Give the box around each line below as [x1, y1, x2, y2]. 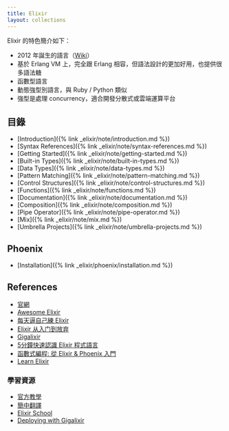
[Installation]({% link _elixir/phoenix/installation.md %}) [17, 261, 173, 270]
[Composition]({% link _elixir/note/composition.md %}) [17, 201, 173, 209]
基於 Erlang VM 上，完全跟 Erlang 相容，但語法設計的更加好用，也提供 [17, 59, 217, 68]
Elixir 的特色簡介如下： [7, 36, 71, 45]
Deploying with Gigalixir [17, 417, 85, 425]
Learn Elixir [17, 357, 50, 365]
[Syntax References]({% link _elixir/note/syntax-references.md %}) [17, 142, 208, 150]
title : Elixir [7, 10, 48, 17]
